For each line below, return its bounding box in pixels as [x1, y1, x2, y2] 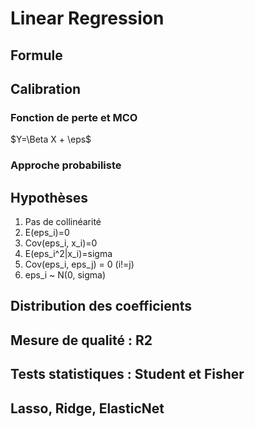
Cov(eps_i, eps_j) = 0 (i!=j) [24, 258, 135, 270]
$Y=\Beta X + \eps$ [10, 133, 92, 146]
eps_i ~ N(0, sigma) [24, 269, 107, 281]
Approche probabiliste [10, 158, 122, 172]
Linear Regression [10, 7, 165, 30]
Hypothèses [10, 189, 89, 206]
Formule [10, 47, 63, 64]
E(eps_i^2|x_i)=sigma [24, 248, 113, 259]
